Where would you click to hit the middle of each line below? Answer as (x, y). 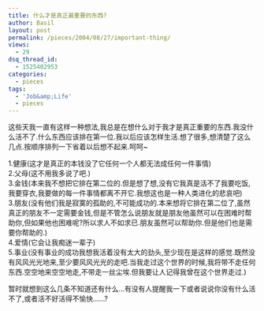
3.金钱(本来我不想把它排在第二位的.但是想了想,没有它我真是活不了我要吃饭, (129, 183)
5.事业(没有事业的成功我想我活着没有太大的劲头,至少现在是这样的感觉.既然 (128, 253)
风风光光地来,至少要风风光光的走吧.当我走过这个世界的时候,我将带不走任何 (135, 262)
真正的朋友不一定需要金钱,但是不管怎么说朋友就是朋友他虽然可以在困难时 (127, 213)
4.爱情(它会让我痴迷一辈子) (52, 242)
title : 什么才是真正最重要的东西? (58, 15)
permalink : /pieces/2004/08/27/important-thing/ (89, 37)
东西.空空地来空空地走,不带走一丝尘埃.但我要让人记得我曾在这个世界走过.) (127, 272)
